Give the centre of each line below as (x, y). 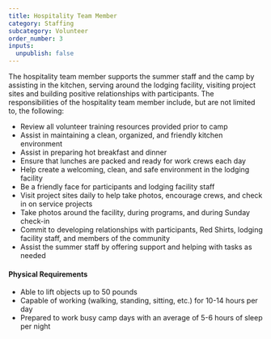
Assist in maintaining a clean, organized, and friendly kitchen (121, 135)
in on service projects (56, 204)
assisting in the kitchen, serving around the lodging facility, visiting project (132, 85)
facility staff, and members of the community (95, 238)
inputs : (21, 46)
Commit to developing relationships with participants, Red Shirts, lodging (141, 230)
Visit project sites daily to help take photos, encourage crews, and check (141, 195)
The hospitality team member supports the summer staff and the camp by (131, 76)
